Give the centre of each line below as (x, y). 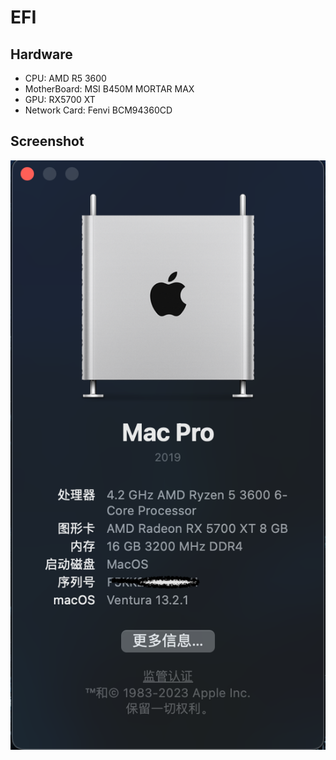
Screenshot (47, 141)
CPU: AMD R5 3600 (65, 78)
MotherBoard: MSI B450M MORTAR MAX (109, 89)
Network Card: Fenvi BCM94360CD (98, 110)
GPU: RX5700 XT (60, 99)
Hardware (41, 54)
